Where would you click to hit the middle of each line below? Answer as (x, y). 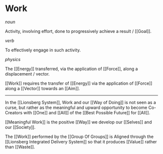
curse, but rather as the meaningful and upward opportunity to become (76, 108)
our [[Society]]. (20, 127)
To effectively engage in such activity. (43, 50)
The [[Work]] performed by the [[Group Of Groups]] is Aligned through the (79, 137)
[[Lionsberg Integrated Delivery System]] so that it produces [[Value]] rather (81, 141)
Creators (14, 112)
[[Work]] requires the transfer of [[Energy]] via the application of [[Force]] (79, 83)
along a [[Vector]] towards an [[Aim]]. (42, 88)
